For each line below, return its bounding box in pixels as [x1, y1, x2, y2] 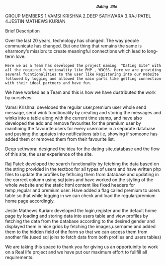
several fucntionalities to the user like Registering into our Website [5, 72, 159, 77]
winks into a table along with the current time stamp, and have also [5, 115, 143, 121]
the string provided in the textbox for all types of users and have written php [5, 166, 162, 172]
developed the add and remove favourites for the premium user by [5, 120, 142, 126]
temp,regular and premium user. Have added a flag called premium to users [5, 187, 160, 193]
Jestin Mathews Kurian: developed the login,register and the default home [5, 208, 157, 214]
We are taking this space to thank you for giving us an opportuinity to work [5, 244, 158, 250]
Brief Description [5, 28, 40, 34]
